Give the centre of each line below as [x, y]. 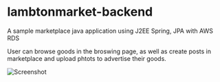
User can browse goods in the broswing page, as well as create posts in [109, 51]
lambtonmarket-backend [80, 12]
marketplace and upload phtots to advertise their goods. [87, 58]
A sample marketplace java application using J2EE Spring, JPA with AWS [110, 31]
